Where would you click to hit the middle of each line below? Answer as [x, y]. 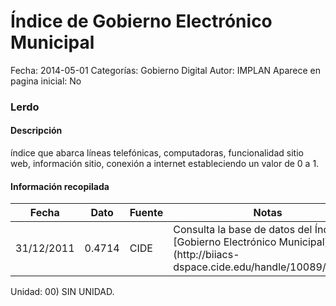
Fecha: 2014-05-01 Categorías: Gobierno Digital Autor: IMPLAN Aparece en [166, 70]
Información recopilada [60, 186]
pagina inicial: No [46, 81]
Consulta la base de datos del [243, 230]
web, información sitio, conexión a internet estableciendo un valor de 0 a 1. [165, 164]
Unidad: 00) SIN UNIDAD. [62, 292]
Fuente [146, 213]
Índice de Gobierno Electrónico [141, 21]
